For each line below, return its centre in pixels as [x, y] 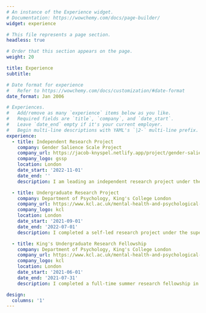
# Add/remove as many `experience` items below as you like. [89, 113]
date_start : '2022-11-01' [51, 170]
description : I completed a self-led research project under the [103, 233]
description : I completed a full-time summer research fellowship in [108, 284]
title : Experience [30, 68]
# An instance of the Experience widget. [60, 12]
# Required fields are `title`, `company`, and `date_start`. [90, 119]
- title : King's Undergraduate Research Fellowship [79, 244]
